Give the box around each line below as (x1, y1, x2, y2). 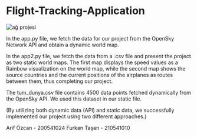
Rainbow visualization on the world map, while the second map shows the (6, 65, 186, 72)
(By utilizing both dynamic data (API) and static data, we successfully (6, 106, 175, 113)
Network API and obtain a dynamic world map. (6, 41, 119, 48)
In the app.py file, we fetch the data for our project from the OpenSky (6, 35, 175, 42)
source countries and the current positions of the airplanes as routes (6, 71, 173, 78)
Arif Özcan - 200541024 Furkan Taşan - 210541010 (6, 124, 130, 131)
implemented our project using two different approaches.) (6, 113, 147, 120)
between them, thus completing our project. (6, 78, 113, 85)
